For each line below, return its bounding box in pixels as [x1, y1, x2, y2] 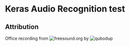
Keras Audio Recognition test [5, 3, 125, 15]
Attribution [5, 23, 39, 31]
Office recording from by [5, 35, 89, 41]
